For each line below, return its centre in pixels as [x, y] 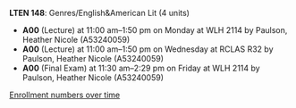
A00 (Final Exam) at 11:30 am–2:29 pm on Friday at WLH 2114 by [141, 68]
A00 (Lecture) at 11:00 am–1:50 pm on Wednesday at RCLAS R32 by [148, 49]
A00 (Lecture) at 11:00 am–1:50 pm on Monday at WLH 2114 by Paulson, [155, 30]
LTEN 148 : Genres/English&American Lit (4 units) [100, 13]
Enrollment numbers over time [65, 95]
